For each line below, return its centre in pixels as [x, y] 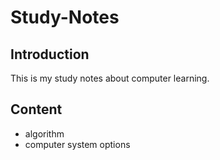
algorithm [44, 133]
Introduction [50, 54]
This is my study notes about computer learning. [110, 78]
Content [36, 109]
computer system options [77, 144]
